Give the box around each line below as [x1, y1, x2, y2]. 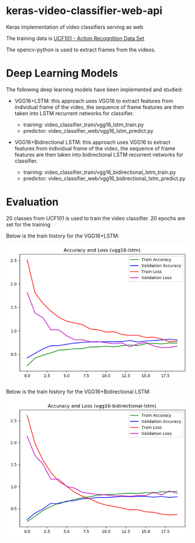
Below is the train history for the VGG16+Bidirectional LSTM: [6, 388, 151, 395]
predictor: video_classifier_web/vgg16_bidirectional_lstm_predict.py [23, 174, 186, 182]
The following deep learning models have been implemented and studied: [6, 86, 183, 93]
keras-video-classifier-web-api [6, 4, 163, 18]
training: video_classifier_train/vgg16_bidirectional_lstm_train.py [23, 169, 176, 176]
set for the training [6, 221, 51, 228]
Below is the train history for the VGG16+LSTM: [6, 232, 120, 239]
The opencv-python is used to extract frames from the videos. [6, 46, 156, 53]
